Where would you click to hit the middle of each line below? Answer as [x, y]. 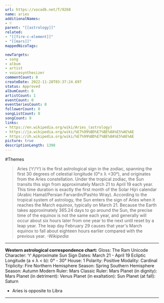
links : [12, 122]
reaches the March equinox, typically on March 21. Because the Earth [87, 205]
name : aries [17, 14]
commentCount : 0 [21, 78]
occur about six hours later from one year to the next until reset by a [86, 221]
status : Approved [23, 86]
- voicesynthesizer [25, 73]
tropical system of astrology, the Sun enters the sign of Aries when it [86, 200]
